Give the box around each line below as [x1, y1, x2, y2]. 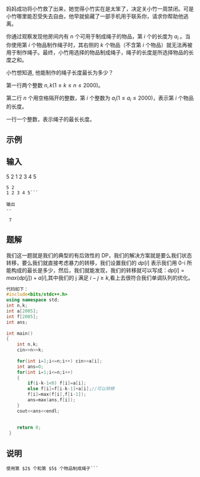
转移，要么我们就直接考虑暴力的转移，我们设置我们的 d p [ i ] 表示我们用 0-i [6, 259, 186, 266]
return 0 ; [17, 424, 42, 431]
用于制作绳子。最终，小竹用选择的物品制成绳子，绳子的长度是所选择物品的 [6, 48, 189, 56]
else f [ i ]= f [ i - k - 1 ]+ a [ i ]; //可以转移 [27, 386, 115, 392]
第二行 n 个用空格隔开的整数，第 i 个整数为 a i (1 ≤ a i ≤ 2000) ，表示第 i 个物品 [6, 94, 194, 103]
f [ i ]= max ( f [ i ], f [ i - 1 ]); [27, 392, 86, 398]
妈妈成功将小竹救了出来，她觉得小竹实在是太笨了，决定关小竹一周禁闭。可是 [6, 5, 194, 12]
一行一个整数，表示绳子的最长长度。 [6, 115, 95, 122]
